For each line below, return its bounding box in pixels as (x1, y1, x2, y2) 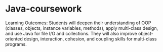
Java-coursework (5, 3, 82, 15)
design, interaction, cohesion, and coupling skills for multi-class (23, 36, 157, 42)
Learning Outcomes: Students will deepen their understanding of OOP (5, 20, 151, 26)
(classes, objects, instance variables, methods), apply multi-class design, (5, 25, 158, 31)
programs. (5, 41, 27, 47)
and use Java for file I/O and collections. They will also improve (5, 30, 138, 36)
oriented (5, 36, 23, 42)
